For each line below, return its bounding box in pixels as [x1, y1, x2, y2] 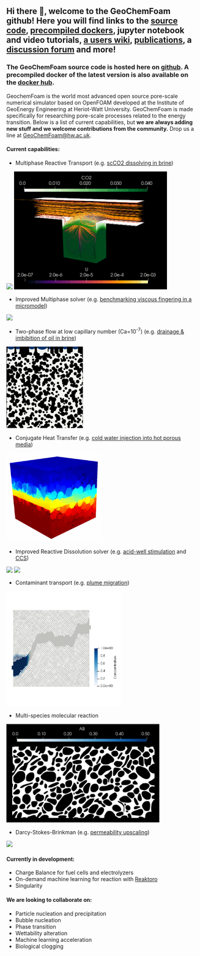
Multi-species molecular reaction [15, 712, 99, 719]
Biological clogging [15, 942, 64, 950]
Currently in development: [6, 855, 75, 863]
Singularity [15, 882, 43, 890]
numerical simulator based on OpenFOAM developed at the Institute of [6, 99, 185, 106]
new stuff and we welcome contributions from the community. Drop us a [6, 125, 194, 132]
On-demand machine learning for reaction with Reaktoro [15, 876, 158, 883]
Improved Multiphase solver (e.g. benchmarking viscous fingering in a [15, 296, 192, 303]
